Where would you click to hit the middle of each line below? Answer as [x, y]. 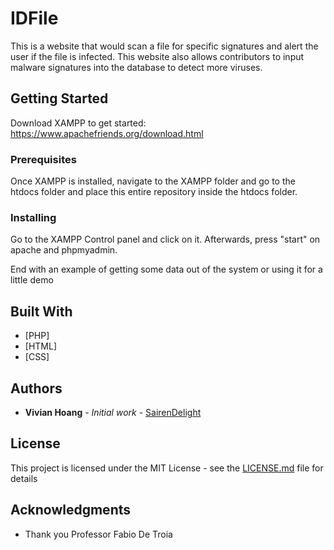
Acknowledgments [71, 510]
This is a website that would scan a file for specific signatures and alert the [164, 46]
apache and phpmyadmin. [64, 250]
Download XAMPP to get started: [78, 123]
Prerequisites [43, 159]
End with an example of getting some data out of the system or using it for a [166, 269]
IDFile [34, 18]
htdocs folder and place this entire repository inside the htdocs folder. [154, 192]
